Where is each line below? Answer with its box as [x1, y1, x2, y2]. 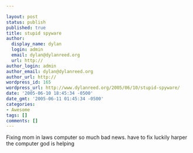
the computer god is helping [6, 140, 75, 147]
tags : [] [6, 112, 28, 118]
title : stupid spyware [6, 30, 62, 36]
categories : [6, 101, 35, 107]
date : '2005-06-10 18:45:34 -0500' [6, 91, 94, 97]
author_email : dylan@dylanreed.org [6, 68, 94, 74]
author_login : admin [6, 63, 57, 69]
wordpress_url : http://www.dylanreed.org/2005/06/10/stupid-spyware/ [6, 85, 181, 91]
